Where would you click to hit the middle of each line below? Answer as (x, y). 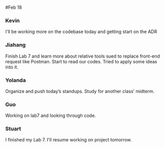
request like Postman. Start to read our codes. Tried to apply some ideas (81, 61)
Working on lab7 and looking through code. (51, 116)
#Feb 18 (13, 7)
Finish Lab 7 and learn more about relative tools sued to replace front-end (83, 56)
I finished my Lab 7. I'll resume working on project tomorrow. (68, 140)
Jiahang (16, 45)
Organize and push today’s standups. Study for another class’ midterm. (80, 91)
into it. (12, 67)
